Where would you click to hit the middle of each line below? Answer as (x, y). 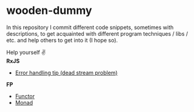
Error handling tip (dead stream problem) (66, 73)
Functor (25, 96)
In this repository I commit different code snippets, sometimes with (90, 27)
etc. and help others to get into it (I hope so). (62, 40)
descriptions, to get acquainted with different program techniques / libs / (97, 33)
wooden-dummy (49, 11)
